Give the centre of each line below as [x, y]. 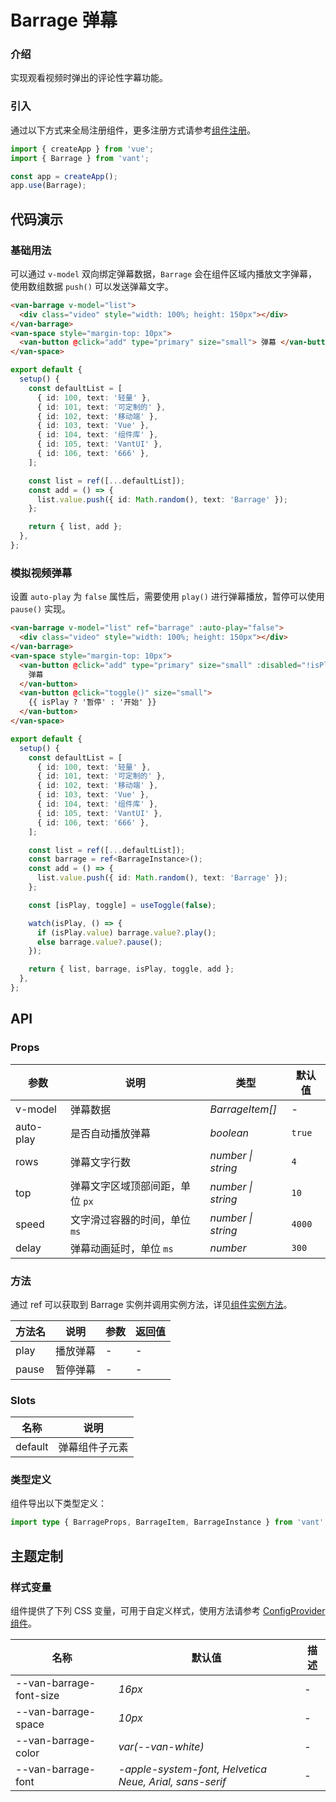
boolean [229, 1133]
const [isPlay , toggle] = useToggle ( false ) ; [122, 905]
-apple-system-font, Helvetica [193, 1769]
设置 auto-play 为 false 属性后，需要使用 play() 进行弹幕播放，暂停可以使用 [167, 597]
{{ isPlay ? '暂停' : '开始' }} [92, 702]
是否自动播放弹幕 [110, 1133]
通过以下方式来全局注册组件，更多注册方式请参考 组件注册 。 [133, 130]
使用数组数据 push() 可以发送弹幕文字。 [92, 286]
